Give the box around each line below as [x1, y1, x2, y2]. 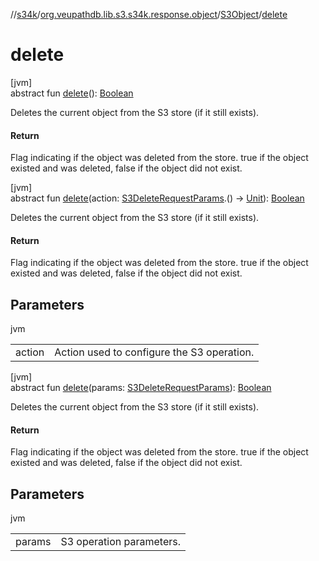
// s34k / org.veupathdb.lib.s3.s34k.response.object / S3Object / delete [10, 9, 288, 20]
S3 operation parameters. [60, 535, 181, 549]
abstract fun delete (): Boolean [10, 87, 134, 99]
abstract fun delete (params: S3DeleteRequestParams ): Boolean [10, 382, 272, 394]
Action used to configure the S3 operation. [54, 345, 255, 359]
